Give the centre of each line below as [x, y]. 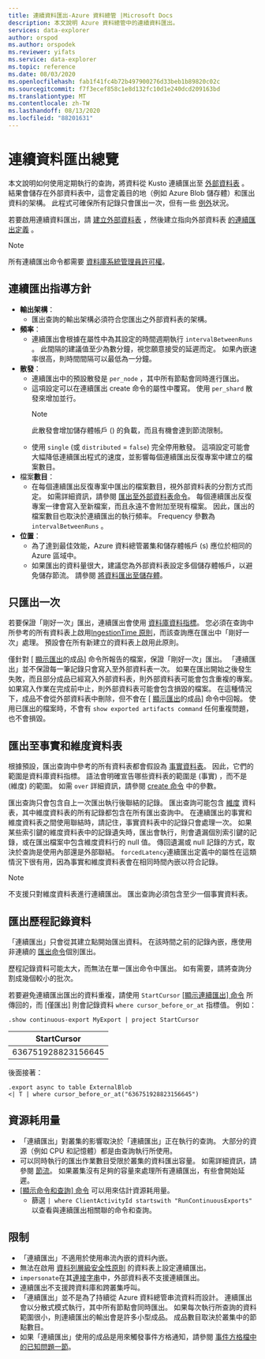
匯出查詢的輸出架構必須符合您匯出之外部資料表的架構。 [121, 319]
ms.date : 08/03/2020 [42, 74]
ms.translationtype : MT [47, 96]
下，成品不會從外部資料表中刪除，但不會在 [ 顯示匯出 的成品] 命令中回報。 [128, 698]
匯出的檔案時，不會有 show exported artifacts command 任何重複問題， [137, 709]
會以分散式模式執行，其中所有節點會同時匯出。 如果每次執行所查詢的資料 [138, 1307]
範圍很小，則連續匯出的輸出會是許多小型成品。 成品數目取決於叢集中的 [134, 1317]
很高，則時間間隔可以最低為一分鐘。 [97, 358]
